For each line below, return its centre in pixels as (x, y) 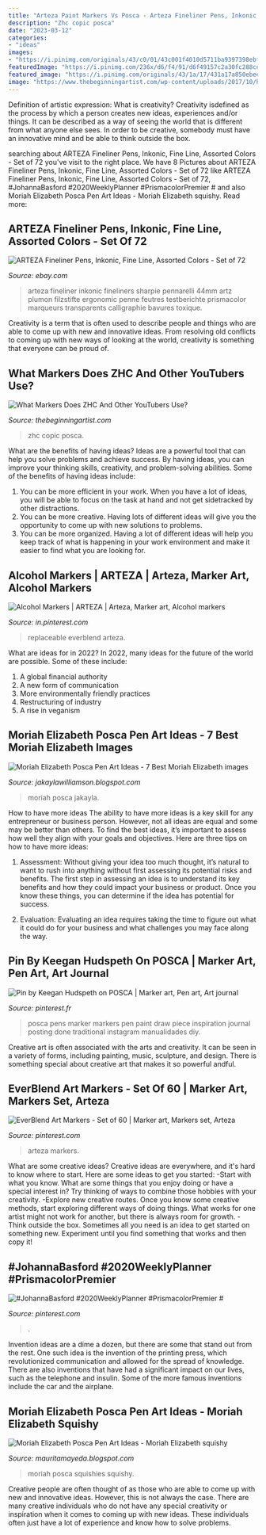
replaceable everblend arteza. (76, 637)
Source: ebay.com (38, 276)
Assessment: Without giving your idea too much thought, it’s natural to (134, 861)
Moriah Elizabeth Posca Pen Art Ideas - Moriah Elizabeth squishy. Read (124, 196)
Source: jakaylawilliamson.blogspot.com (74, 782)
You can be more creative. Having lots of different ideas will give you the (138, 517)
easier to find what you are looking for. (83, 551)
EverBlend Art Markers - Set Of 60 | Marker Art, (128, 1088)
